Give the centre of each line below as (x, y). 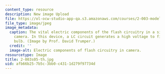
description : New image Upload (37, 14)
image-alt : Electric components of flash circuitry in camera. (75, 50)
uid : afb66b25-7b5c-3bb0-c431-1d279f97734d (50, 64)
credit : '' (21, 46)
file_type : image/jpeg (28, 23)
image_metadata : (22, 28)
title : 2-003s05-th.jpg (29, 59)
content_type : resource (29, 9)
